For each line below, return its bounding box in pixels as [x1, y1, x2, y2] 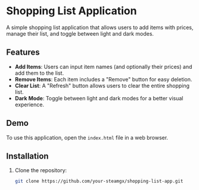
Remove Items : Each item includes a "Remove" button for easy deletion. [14, 75, 192, 83]
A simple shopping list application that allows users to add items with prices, [6, 24, 194, 31]
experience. [14, 101, 45, 108]
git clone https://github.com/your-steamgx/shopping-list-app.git [14, 178, 184, 185]
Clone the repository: [14, 167, 67, 174]
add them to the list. [14, 69, 64, 77]
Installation [6, 151, 49, 161]
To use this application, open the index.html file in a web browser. [6, 134, 169, 141]
